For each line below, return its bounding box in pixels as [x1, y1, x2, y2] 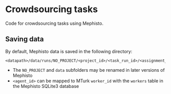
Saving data [5, 35, 44, 43]
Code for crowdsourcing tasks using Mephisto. [5, 20, 103, 26]
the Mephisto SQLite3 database [12, 83, 79, 89]
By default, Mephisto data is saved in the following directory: [5, 48, 132, 54]
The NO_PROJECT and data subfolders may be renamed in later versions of [12, 67, 165, 73]
